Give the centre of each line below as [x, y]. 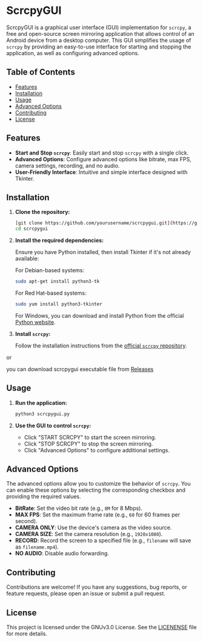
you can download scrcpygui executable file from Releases [80, 369]
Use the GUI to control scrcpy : [53, 426]
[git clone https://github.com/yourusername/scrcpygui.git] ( [94, 223]
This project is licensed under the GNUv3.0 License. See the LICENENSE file [101, 627]
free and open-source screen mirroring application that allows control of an [101, 33]
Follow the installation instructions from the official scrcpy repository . [101, 346]
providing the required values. [44, 497]
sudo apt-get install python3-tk [57, 282]
